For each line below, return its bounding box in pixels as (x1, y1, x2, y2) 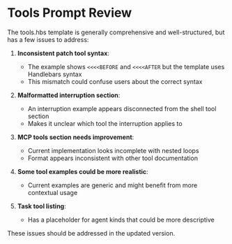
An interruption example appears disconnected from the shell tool (27, 104, 217, 113)
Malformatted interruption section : (17, 91, 121, 99)
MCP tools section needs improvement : (17, 133, 134, 141)
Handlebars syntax (27, 70, 82, 78)
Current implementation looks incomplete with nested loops (27, 146, 200, 155)
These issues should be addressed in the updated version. (7, 229, 176, 237)
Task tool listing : (17, 201, 66, 210)
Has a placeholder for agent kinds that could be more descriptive (27, 215, 215, 224)
